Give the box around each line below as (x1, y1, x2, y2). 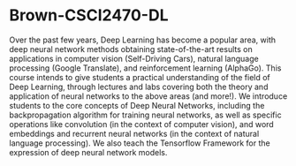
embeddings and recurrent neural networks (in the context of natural (9, 128, 260, 139)
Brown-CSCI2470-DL (9, 5, 169, 26)
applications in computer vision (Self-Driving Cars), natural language (9, 53, 259, 64)
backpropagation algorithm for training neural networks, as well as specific (9, 109, 282, 120)
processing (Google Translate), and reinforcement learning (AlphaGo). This (9, 63, 282, 73)
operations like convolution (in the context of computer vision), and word (9, 118, 274, 129)
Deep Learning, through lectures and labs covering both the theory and (9, 81, 269, 92)
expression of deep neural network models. (9, 147, 168, 157)
